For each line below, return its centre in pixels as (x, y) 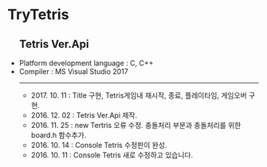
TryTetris (38, 15)
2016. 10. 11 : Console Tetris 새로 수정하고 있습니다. (112, 155)
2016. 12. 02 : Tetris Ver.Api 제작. (84, 115)
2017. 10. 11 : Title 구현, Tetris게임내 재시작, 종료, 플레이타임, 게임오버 (139, 95)
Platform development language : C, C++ (86, 63)
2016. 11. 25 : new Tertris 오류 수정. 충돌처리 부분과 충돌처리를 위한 (136, 125)
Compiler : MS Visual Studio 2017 (73, 72)
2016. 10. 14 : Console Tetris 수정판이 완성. (99, 145)
